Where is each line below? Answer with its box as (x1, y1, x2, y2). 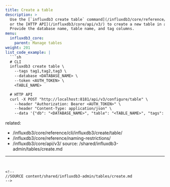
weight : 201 (5, 45, 30, 50)
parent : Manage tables (14, 41, 62, 46)
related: (5, 120, 21, 126)
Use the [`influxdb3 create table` (10, 17, 85, 22)
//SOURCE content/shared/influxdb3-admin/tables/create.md (5, 174, 133, 179)
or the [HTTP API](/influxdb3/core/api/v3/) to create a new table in (10, 21, 162, 27)
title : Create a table (5, 7, 53, 13)
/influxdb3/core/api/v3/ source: (12, 140, 78, 147)
